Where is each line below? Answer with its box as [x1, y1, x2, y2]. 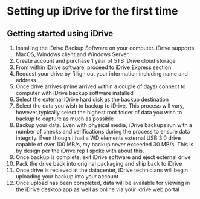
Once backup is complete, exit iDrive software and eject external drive [15, 154, 191, 161]
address [15, 77, 36, 83]
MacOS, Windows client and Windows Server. [15, 51, 131, 58]
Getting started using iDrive [7, 28, 114, 39]
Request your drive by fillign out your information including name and [15, 70, 188, 77]
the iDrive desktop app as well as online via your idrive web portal [15, 186, 180, 193]
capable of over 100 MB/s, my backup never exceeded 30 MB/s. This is [15, 141, 194, 148]
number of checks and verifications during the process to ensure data [15, 128, 190, 135]
